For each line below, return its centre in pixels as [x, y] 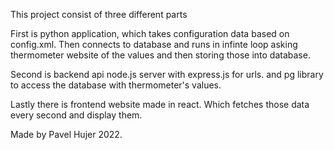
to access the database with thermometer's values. [116, 85]
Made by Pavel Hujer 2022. [66, 134]
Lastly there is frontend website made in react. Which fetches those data [160, 104]
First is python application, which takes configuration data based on [150, 33]
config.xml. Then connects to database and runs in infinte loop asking [154, 44]
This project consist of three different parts [99, 14]
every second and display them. [76, 115]
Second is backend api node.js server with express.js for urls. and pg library [167, 74]
